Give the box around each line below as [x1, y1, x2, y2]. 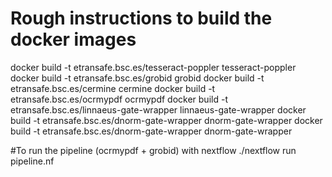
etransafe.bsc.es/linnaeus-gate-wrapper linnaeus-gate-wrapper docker [10, 103, 307, 116]
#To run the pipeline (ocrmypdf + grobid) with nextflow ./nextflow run [10, 144, 297, 156]
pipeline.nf [10, 155, 55, 167]
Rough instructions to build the [10, 7, 273, 30]
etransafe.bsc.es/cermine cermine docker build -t [10, 82, 216, 94]
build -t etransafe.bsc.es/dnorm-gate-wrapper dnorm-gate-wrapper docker [10, 114, 323, 126]
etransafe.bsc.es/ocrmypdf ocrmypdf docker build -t [10, 93, 228, 105]
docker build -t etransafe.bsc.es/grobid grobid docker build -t [10, 72, 265, 84]
